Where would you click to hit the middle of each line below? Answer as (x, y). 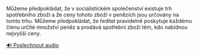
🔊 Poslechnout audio (33, 45)
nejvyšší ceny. (24, 33)
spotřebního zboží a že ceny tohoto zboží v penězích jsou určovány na (93, 15)
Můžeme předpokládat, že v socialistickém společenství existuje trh (89, 9)
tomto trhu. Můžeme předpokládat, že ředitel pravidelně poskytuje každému (99, 21)
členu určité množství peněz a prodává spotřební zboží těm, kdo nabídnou (97, 27)
